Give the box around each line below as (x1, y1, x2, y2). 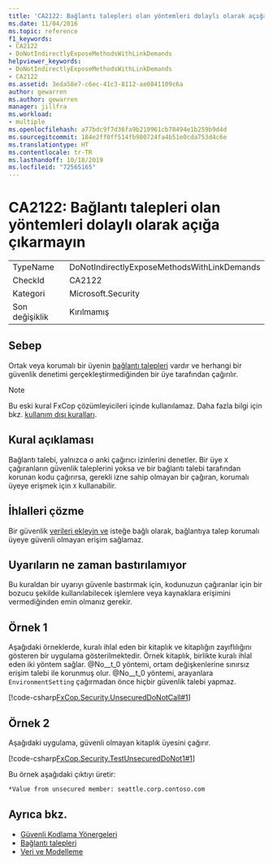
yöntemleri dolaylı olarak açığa (8, 216, 220, 235)
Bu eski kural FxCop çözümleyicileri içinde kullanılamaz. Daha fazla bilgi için (8, 401, 262, 410)
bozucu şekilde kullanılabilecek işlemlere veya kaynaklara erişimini (8, 588, 232, 599)
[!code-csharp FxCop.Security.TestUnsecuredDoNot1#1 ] (8, 753, 196, 763)
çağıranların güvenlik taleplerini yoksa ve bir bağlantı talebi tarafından (8, 463, 241, 473)
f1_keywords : (8, 34, 53, 43)
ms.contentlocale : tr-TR (8, 148, 93, 156)
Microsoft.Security (68, 288, 141, 300)
